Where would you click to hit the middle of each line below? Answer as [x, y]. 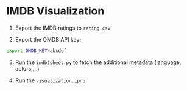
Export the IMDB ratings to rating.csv [63, 28]
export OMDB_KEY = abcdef [37, 50]
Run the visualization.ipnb [50, 80]
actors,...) [27, 68]
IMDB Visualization [55, 11]
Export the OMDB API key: [48, 39]
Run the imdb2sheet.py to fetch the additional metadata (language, [98, 62]
